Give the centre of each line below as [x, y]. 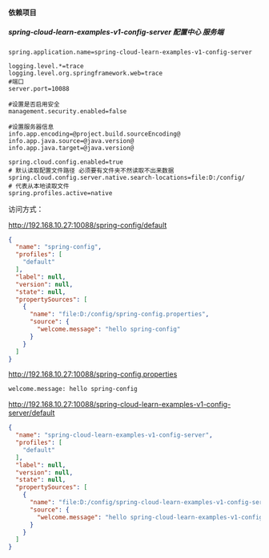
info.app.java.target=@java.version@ [71, 148]
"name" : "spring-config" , [59, 247]
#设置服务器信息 [31, 127]
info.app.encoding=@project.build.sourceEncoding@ [94, 134]
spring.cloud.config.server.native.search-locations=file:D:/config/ [127, 177]
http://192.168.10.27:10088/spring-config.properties [93, 374]
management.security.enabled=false [68, 111]
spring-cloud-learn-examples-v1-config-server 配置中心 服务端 [116, 32]
